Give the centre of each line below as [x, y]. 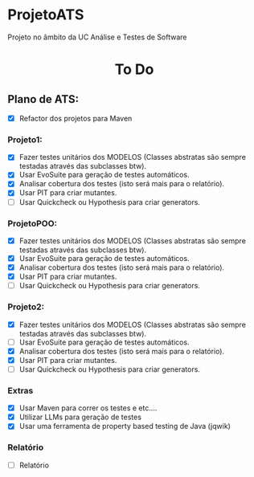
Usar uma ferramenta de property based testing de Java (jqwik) [125, 426]
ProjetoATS [46, 15]
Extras [20, 390]
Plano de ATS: [43, 99]
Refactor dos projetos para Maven [76, 118]
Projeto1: [25, 140]
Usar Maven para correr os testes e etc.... [88, 408]
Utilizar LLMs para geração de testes [80, 417]
